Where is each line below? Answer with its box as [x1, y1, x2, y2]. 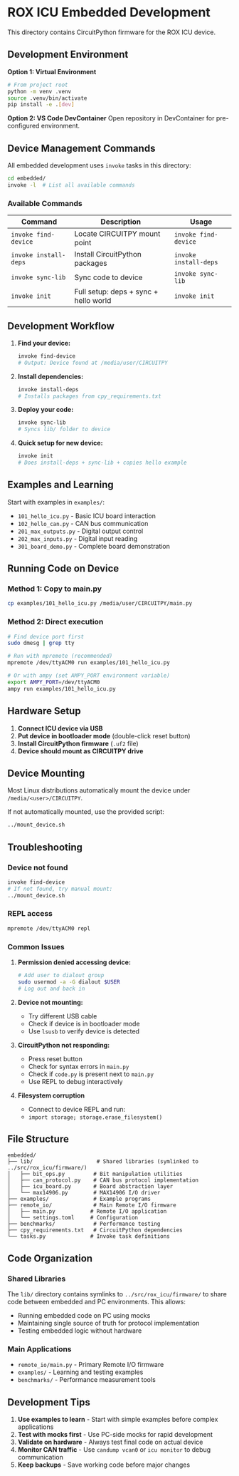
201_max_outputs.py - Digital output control [17, 527, 144, 535]
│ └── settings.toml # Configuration [7, 1214, 139, 1222]
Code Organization [7, 1252, 93, 1264]
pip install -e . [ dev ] [7, 101, 75, 108]
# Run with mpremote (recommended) [7, 653, 113, 660]
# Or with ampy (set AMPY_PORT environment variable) [7, 672, 171, 679]
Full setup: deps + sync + [74, 287, 159, 296]
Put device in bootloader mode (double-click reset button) [17, 731, 191, 740]
